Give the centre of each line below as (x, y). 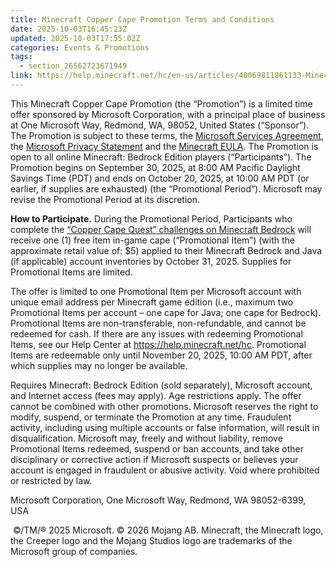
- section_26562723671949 (73, 66)
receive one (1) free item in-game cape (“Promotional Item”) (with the (152, 240)
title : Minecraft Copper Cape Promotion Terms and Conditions (142, 19)
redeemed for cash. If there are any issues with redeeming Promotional (156, 333)
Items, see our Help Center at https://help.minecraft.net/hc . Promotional (158, 344)
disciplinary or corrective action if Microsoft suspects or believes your (154, 459)
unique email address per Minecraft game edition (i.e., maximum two (152, 302)
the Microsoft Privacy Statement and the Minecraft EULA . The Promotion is (164, 146)
